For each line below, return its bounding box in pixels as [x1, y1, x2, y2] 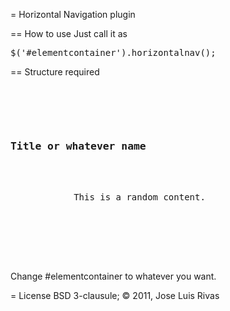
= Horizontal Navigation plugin [10, 9, 136, 20]
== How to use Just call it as [10, 28, 128, 39]
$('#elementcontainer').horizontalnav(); [10, 47, 217, 58]
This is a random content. [73, 192, 206, 203]
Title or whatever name [10, 139, 147, 153]
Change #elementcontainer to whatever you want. [10, 270, 217, 283]
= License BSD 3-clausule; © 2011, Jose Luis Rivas [10, 290, 220, 302]
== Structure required [10, 66, 100, 78]
